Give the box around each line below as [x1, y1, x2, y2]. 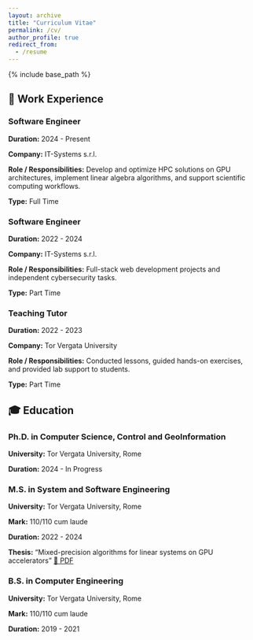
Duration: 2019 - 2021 [8, 623, 80, 634]
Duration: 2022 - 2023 [8, 326, 82, 335]
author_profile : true [8, 33, 79, 42]
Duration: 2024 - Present [8, 134, 90, 143]
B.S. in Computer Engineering [8, 575, 124, 586]
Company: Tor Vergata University [8, 341, 118, 350]
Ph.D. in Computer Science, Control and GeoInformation [8, 431, 226, 442]
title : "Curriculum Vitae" [8, 19, 97, 27]
